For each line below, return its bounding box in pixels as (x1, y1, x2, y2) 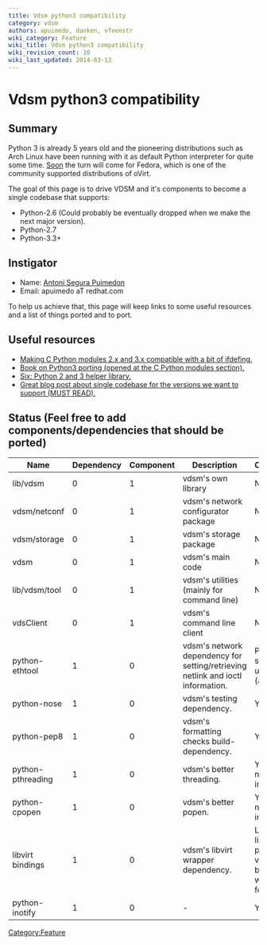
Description (192, 460, 238, 471)
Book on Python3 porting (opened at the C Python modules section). (19, 363, 245, 372)
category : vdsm (8, 19, 59, 27)
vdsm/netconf (12, 506, 65, 517)
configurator (182, 506, 230, 517)
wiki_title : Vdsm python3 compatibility (8, 41, 145, 49)
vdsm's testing (182, 693, 238, 704)
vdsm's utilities (182, 574, 238, 586)
